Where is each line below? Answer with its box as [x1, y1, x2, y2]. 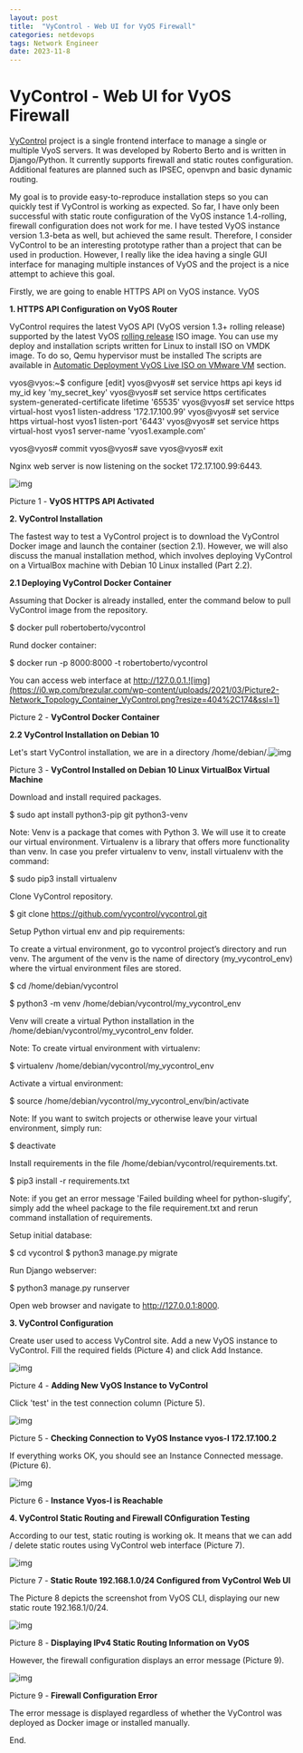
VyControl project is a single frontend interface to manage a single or [9, 135, 267, 146]
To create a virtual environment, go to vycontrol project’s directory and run [9, 944, 288, 955]
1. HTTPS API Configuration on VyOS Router [9, 304, 178, 315]
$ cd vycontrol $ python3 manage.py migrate [9, 1248, 178, 1259]
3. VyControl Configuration [9, 1318, 114, 1329]
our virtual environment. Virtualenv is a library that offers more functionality [9, 836, 290, 848]
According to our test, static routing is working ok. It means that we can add [9, 1530, 292, 1542]
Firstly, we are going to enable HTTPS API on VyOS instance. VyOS [9, 287, 260, 297]
